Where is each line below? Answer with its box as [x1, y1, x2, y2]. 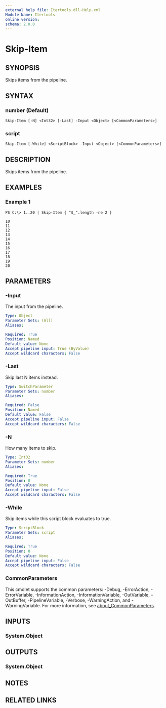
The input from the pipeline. [5, 303, 63, 309]
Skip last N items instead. [5, 374, 58, 380]
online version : [5, 17, 39, 22]
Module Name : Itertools [5, 12, 56, 17]
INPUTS [5, 617, 30, 625]
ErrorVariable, [5, 592, 34, 598]
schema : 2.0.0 [5, 21, 35, 27]
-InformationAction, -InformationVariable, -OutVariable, [35, 592, 150, 598]
